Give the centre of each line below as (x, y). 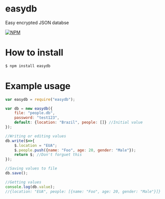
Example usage (38, 86)
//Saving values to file (31, 168)
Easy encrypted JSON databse (37, 23)
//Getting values (23, 182)
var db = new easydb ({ (29, 108)
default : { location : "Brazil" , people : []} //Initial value (78, 123)
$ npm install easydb (28, 66)
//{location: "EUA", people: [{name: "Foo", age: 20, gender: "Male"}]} (83, 191)
